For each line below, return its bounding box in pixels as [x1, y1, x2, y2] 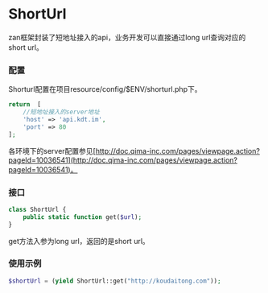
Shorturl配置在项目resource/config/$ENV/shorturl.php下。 [8, 85, 202, 94]
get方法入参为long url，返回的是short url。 [8, 236, 150, 246]
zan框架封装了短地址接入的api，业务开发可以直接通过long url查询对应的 [8, 32, 246, 42]
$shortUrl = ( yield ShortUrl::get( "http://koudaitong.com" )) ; [8, 277, 221, 285]
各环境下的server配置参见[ [8, 146, 97, 155]
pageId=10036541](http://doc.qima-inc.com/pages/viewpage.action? [8, 155, 238, 165]
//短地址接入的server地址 [23, 108, 101, 117]
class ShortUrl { [8, 205, 67, 213]
